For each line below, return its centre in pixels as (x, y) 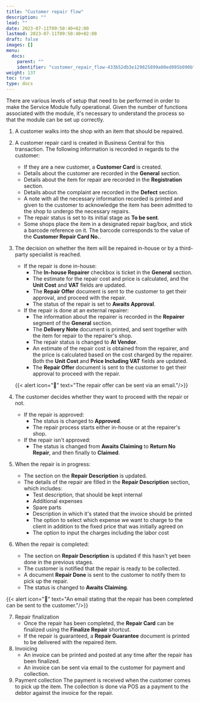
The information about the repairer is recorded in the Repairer (108, 317)
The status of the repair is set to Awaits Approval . (94, 304)
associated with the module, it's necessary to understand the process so (95, 113)
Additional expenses (57, 501)
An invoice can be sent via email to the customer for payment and (104, 667)
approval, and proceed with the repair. (79, 298)
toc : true (18, 78)
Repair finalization (37, 617)
